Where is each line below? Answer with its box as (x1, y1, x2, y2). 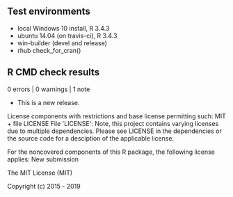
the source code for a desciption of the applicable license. (7, 134, 175, 142)
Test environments (7, 6, 90, 17)
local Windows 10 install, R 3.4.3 (17, 24, 110, 32)
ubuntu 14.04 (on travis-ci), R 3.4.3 (17, 31, 118, 40)
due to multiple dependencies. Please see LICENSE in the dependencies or (7, 127, 223, 135)
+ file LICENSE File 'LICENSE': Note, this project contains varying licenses (7, 119, 219, 127)
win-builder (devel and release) (17, 38, 108, 47)
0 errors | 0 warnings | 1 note (7, 85, 90, 93)
